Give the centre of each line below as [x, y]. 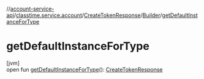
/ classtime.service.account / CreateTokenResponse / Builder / [88, 15]
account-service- [32, 9]
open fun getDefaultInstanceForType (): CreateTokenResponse [85, 69]
